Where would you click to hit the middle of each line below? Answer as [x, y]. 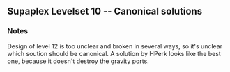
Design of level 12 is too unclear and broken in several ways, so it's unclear [115, 46]
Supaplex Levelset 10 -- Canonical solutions [105, 11]
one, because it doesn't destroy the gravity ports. [78, 61]
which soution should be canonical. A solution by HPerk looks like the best [114, 53]
